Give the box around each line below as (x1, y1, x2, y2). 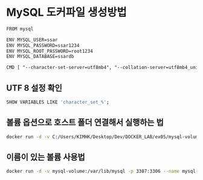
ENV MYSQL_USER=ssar (6, 37, 59, 43)
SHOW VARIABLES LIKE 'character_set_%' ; (6, 99, 110, 105)
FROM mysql (6, 25, 34, 32)
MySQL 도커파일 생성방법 (6, 5, 127, 19)
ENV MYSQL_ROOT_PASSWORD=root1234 (6, 48, 94, 54)
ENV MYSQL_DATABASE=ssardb (6, 54, 74, 60)
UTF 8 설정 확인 (6, 83, 62, 93)
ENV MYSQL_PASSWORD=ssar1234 (6, 42, 80, 48)
